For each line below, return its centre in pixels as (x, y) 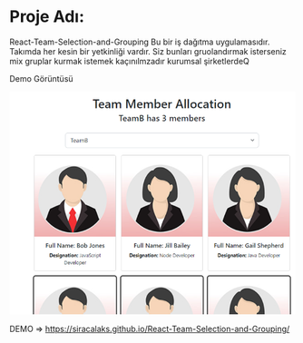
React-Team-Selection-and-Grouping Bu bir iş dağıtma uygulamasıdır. (140, 42)
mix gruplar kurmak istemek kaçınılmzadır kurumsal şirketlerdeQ (129, 61)
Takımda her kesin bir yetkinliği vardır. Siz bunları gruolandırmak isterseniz (148, 51)
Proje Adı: (47, 17)
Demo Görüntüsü (42, 78)
